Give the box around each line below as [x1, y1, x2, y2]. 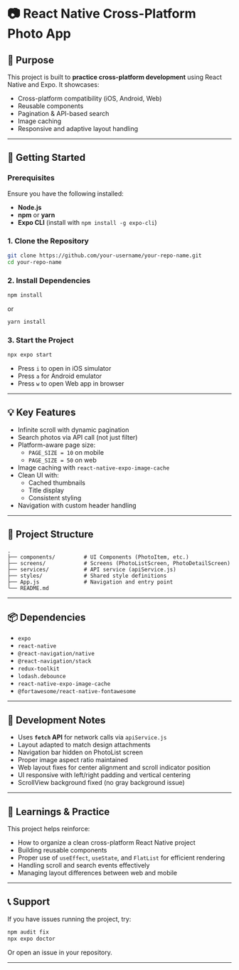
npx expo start [7, 352, 53, 359]
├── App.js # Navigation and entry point [7, 578, 174, 586]
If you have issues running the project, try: [7, 914, 132, 923]
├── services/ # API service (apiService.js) [7, 566, 176, 573]
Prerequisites [7, 173, 55, 183]
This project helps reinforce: [7, 825, 90, 833]
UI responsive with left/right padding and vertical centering [17, 771, 191, 779]
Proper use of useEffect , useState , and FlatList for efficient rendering [17, 853, 225, 862]
